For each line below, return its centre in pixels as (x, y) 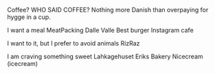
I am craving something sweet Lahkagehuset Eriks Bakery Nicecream (105, 56)
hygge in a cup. (29, 17)
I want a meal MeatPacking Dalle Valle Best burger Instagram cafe (100, 30)
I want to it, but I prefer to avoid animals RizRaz (73, 43)
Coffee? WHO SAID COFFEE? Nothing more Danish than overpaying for (108, 10)
